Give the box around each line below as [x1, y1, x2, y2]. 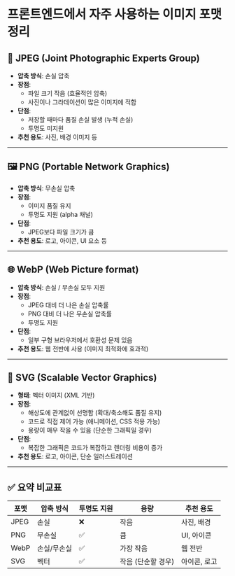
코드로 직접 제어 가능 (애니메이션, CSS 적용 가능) [27, 417, 161, 426]
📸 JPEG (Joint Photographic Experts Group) [7, 52, 201, 64]
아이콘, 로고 [180, 557, 218, 567]
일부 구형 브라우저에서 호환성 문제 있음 [27, 335, 133, 344]
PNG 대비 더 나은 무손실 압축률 [27, 309, 112, 318]
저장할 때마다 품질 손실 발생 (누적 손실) [27, 115, 134, 123]
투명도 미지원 [27, 124, 64, 132]
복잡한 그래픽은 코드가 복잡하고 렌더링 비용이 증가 [27, 444, 163, 452]
